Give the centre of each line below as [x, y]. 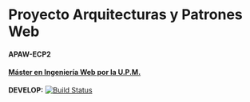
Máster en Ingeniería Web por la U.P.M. [75, 73]
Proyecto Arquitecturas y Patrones [125, 15]
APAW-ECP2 [30, 54]
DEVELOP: [26, 90]
